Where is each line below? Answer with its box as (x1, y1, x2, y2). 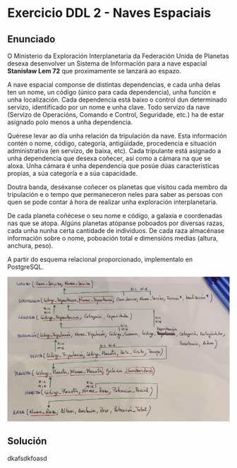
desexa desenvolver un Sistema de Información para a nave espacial (7, 59, 207, 68)
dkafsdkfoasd (7, 454, 47, 462)
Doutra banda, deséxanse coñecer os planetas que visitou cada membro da (7, 183, 228, 191)
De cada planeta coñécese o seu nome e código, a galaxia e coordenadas (7, 212, 223, 220)
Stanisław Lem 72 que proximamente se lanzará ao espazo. (7, 67, 182, 75)
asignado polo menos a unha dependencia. (7, 118, 133, 126)
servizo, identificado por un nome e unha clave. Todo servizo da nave (7, 103, 210, 111)
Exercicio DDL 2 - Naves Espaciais (7, 5, 212, 21)
